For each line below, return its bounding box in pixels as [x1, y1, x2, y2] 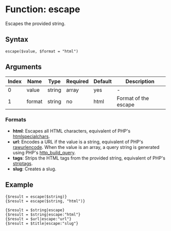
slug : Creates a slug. [12, 166, 56, 172]
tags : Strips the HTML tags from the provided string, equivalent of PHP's [12, 155, 165, 161]
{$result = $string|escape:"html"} [5, 212, 81, 217]
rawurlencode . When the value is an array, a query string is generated [12, 144, 160, 150]
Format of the [117, 94, 149, 101]
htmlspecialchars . [12, 133, 50, 139]
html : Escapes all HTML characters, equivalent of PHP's [12, 127, 131, 134]
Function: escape [5, 4, 80, 15]
